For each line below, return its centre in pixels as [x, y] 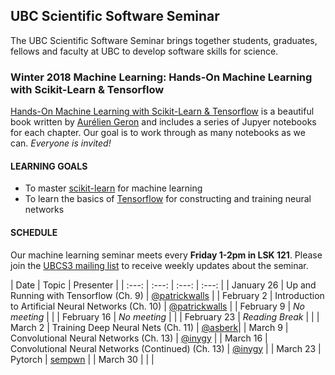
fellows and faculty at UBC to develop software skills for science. [144, 51]
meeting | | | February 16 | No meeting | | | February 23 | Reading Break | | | [165, 316]
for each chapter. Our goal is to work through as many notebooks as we [158, 133]
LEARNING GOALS [49, 166]
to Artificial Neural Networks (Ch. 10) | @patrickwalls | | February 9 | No [157, 306]
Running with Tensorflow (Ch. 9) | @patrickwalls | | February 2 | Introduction [167, 295]
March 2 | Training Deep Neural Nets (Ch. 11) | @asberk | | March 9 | [149, 327]
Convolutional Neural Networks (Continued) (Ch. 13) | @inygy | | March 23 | [166, 348]
